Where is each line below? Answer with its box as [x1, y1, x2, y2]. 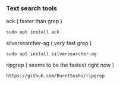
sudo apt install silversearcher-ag [6, 51, 97, 57]
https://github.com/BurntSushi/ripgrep [6, 73, 105, 79]
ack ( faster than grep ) [6, 18, 62, 25]
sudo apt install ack [6, 29, 60, 35]
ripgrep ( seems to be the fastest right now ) [6, 61, 115, 69]
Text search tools [6, 4, 58, 12]
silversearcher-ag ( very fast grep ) [6, 40, 92, 47]
